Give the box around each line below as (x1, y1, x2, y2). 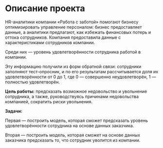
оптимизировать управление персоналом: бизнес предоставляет (5, 24, 142, 30)
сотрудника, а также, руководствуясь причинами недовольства (5, 93, 139, 99)
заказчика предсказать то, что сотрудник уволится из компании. (5, 137, 141, 143)
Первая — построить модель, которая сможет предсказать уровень (5, 117, 148, 123)
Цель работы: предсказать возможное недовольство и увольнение (5, 88, 147, 94)
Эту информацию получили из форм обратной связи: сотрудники (5, 64, 142, 69)
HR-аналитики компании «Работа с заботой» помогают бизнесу (5, 19, 139, 25)
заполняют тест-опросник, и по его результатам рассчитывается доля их (5, 68, 159, 74)
